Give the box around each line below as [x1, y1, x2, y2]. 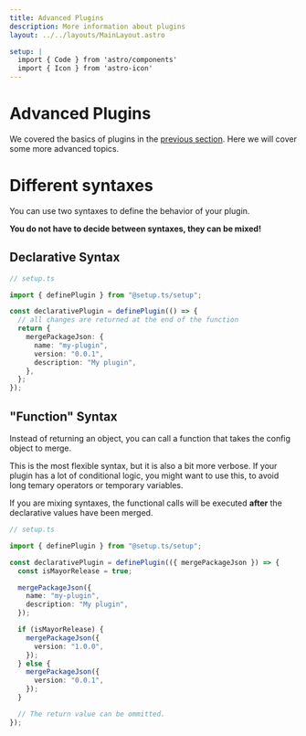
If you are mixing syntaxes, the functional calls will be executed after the [9, 497, 283, 508]
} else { [17, 659, 51, 668]
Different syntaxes [9, 176, 153, 197]
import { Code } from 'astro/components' [17, 56, 178, 65]
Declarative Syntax [9, 250, 121, 265]
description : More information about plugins [9, 22, 185, 31]
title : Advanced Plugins [9, 13, 104, 23]
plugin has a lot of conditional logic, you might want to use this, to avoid [9, 470, 280, 481]
